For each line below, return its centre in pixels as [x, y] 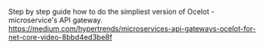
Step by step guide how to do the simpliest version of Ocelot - [112, 12]
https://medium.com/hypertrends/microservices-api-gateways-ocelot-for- [132, 29]
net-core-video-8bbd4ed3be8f [61, 37]
